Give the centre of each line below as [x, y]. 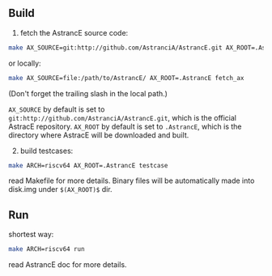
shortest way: [31, 235]
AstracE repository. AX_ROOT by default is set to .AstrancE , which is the [125, 126]
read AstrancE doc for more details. [68, 265]
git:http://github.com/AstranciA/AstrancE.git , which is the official [123, 117]
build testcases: [47, 151]
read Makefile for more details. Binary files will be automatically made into [132, 180]
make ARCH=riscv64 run [47, 249]
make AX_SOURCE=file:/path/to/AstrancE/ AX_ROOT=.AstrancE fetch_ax [126, 78]
